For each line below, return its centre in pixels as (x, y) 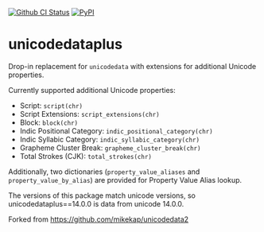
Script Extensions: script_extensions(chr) (90, 114)
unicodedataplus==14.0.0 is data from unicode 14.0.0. (96, 203)
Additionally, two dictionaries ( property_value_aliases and (104, 172)
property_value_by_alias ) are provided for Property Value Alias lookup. (125, 180)
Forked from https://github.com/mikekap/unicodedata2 (99, 219)
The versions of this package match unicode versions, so (102, 195)
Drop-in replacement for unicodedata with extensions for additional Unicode (132, 66)
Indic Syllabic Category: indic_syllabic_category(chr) (110, 139)
